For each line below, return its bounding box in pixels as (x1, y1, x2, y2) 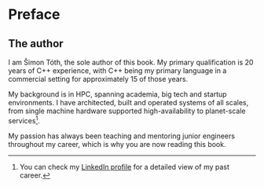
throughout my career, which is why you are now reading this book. (8, 139, 226, 148)
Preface (8, 5, 60, 24)
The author (8, 37, 64, 50)
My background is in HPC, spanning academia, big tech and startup (8, 90, 227, 99)
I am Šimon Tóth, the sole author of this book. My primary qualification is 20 (8, 57, 254, 67)
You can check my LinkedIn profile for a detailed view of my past (19, 162, 230, 171)
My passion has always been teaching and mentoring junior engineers (8, 131, 236, 141)
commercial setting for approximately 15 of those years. (8, 75, 189, 83)
